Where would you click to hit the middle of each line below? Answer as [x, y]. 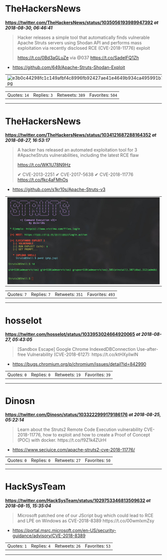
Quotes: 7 [17, 294]
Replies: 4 [41, 546]
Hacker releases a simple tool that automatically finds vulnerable [83, 37]
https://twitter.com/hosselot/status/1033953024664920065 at [73, 334]
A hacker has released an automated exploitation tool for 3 [77, 150]
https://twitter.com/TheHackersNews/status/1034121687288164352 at [81, 135]
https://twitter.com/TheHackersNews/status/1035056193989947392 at [82, 22]
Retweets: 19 [68, 375]
